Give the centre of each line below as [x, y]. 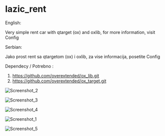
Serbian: [14, 47]
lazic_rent [26, 9]
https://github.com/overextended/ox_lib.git [56, 75]
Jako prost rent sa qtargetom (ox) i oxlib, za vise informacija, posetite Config [83, 56]
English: [13, 23]
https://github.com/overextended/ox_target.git [59, 81]
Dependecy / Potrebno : [29, 66]
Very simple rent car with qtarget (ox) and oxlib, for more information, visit [80, 32]
